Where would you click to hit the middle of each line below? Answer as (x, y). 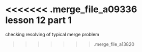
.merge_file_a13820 (114, 44)
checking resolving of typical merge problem (52, 34)
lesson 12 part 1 (39, 20)
